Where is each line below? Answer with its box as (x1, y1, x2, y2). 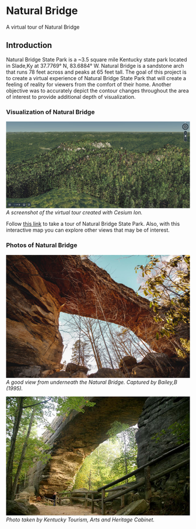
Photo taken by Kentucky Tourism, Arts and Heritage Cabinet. (6, 516, 155, 523)
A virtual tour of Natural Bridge (6, 23, 80, 30)
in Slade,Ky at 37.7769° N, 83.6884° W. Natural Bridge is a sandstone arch (6, 62, 184, 69)
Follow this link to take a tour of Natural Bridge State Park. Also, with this (6, 221, 180, 228)
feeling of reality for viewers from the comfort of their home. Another (6, 81, 171, 88)
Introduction (6, 40, 52, 50)
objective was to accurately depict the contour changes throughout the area (6, 87, 190, 94)
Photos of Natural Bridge (6, 241, 78, 249)
